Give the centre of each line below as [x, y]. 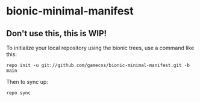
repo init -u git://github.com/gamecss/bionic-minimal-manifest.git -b [98, 65]
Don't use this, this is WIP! [57, 33]
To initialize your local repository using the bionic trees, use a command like [100, 48]
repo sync [19, 93]
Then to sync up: [27, 82]
